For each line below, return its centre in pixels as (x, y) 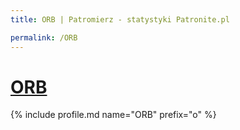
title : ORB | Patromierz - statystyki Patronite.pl (120, 19)
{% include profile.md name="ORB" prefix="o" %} (113, 115)
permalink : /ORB (44, 37)
